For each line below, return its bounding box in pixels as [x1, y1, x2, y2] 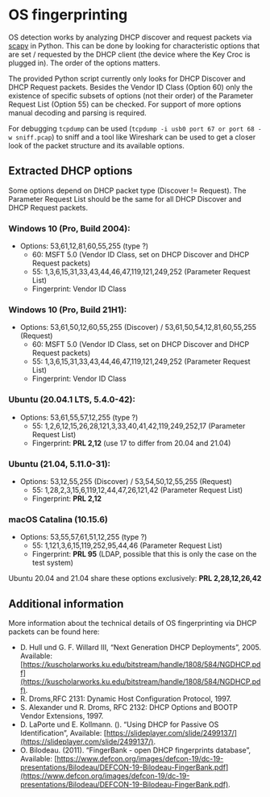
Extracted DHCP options [8, 164, 133, 178]
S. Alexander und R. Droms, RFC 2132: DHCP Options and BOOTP [19, 703, 239, 712]
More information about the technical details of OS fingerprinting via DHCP [8, 619, 257, 628]
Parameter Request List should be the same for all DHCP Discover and [8, 194, 242, 203]
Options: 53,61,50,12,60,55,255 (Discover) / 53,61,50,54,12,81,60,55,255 [19, 323, 256, 332]
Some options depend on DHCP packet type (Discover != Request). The [8, 186, 247, 195]
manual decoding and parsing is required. [8, 107, 147, 118]
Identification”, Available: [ [19, 728, 107, 738]
